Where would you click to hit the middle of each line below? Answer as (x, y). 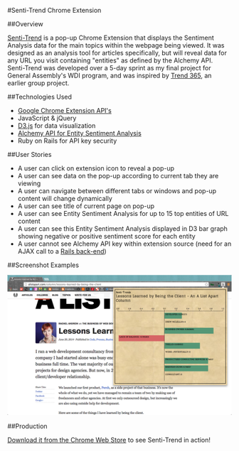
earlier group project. (38, 83)
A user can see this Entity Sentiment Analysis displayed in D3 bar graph (122, 229)
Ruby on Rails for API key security (67, 141)
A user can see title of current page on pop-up (86, 206)
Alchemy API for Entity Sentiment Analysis (80, 133)
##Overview (26, 24)
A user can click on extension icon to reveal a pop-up (96, 168)
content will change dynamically (65, 199)
